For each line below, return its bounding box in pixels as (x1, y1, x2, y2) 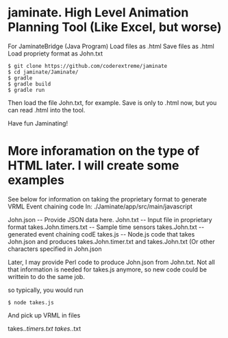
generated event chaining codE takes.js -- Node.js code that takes (8, 230, 195, 238)
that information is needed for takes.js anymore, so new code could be (8, 265, 207, 274)
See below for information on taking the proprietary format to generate (8, 195, 207, 203)
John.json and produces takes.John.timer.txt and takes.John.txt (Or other (8, 237, 215, 245)
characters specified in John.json (8, 245, 102, 253)
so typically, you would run (8, 286, 84, 294)
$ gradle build (8, 80, 51, 87)
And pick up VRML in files (8, 311, 81, 319)
